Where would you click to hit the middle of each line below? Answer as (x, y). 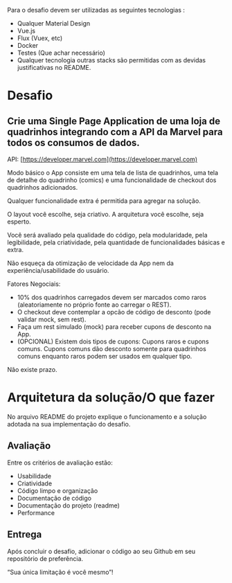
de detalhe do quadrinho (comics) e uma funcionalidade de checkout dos (112, 180)
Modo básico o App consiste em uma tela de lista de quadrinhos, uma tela (113, 173)
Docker (28, 45)
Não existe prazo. (32, 369)
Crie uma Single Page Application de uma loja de (114, 121)
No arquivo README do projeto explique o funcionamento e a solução (107, 416)
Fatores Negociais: (34, 284)
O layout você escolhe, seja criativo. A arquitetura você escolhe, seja (106, 214)
